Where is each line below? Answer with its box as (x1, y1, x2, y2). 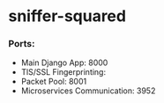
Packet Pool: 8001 (20, 77, 87, 87)
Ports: (8, 38, 35, 50)
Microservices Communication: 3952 (20, 85, 156, 96)
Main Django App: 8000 (20, 57, 108, 68)
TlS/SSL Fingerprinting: (20, 67, 107, 77)
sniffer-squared (8, 6, 127, 26)
